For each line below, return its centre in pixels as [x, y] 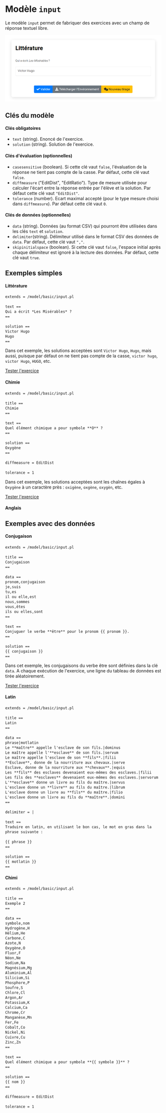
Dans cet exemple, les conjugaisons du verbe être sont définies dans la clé [82, 666]
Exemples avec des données [50, 524]
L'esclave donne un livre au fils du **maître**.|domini [65, 797]
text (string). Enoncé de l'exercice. [48, 139]
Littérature [16, 285]
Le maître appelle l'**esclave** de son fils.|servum [62, 752]
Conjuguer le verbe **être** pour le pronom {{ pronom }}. [67, 631]
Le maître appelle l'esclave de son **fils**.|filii [61, 757]
